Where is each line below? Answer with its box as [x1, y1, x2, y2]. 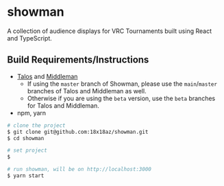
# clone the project [7, 121, 66, 129]
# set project [7, 147, 48, 154]
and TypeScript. [7, 34, 53, 42]
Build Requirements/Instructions [7, 54, 149, 66]
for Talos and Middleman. [27, 101, 99, 110]
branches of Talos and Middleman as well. [27, 86, 147, 95]
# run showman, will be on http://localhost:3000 [7, 166, 152, 173]
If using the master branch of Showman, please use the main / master [27, 80, 218, 88]
